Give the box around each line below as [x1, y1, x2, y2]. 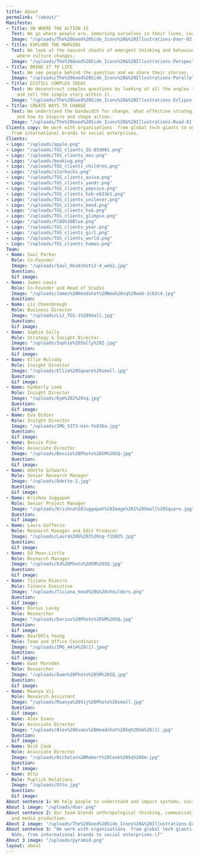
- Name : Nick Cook [6, 743, 52, 749]
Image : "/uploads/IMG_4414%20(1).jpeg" [11, 644, 110, 650]
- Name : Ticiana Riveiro [6, 578, 68, 583]
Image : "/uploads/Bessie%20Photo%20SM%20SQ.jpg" [11, 450, 134, 456]
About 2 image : [6, 821, 44, 827]
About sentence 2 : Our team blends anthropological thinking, [6, 809, 163, 816]
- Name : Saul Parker [6, 252, 57, 258]
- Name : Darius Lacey [6, 605, 60, 611]
